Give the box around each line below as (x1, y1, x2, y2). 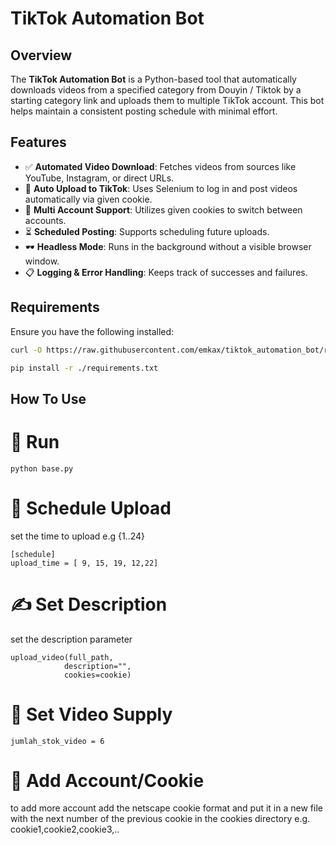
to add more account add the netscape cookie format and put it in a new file (10, 802, 323, 814)
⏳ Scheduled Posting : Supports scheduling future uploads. (24, 225, 270, 237)
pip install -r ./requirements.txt (10, 363, 159, 373)
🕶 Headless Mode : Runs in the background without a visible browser (24, 240, 312, 252)
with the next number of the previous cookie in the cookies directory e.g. (10, 813, 311, 825)
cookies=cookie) (63, 670, 132, 680)
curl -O (10, 345, 43, 355)
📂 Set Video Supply (10, 703, 173, 726)
